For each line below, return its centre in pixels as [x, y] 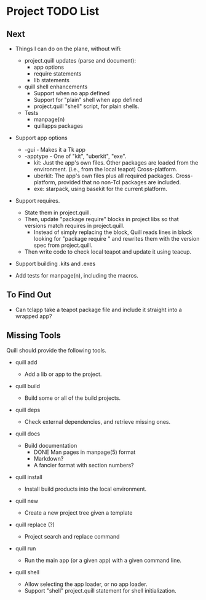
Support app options [41, 138]
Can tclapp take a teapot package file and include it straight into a [99, 310]
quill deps [28, 410]
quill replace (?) [35, 524]
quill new [27, 501]
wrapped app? [34, 316]
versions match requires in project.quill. [74, 226]
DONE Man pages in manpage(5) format [85, 452]
